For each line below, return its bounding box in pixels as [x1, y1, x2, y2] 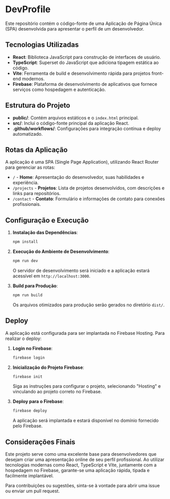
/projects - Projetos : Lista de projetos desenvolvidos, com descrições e [12, 185, 165, 191]
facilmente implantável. [5, 473, 54, 479]
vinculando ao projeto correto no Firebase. [12, 389, 103, 395]
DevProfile [5, 4, 51, 15]
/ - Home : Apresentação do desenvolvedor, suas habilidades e [12, 174, 145, 180]
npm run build [12, 292, 43, 298]
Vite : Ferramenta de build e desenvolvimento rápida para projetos [12, 70, 151, 76]
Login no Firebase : [12, 345, 53, 351]
